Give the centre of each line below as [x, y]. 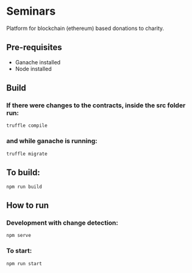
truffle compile [27, 126]
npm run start [24, 264]
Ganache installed [38, 62]
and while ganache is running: [52, 141]
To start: [19, 251]
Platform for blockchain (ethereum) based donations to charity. [85, 28]
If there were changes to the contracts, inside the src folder [96, 105]
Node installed [33, 69]
